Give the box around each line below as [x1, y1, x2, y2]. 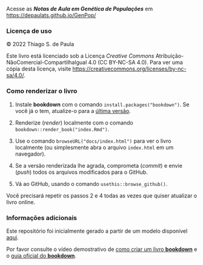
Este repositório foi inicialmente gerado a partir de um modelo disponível [6, 227, 188, 235]
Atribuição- [155, 52, 184, 60]
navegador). [15, 150, 46, 157]
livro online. [6, 198, 35, 205]
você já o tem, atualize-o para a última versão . [15, 107, 131, 114]
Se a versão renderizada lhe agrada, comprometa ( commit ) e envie [15, 162, 183, 169]
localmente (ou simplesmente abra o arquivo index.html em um [15, 143, 174, 151]
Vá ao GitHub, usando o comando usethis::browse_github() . [15, 180, 168, 187]
